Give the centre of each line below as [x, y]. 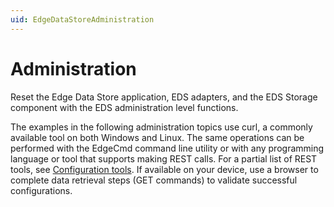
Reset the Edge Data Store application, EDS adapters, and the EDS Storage [164, 97]
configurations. [41, 190]
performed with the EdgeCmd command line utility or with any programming [167, 148]
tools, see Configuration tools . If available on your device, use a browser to [164, 169]
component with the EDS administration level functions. [124, 107]
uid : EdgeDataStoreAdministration [82, 19]
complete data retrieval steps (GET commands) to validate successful [154, 180]
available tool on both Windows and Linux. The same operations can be [157, 137]
